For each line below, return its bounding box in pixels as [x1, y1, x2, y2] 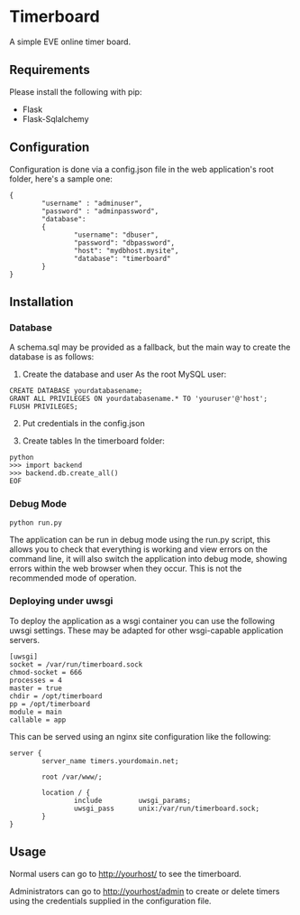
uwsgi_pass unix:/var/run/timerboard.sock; [73, 804, 259, 813]
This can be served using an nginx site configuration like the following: [9, 731, 272, 742]
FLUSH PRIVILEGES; [9, 402, 78, 412]
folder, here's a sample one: [9, 173, 113, 184]
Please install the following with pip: [9, 86, 142, 97]
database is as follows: [9, 351, 95, 362]
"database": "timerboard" [73, 254, 171, 263]
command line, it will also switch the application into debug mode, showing [9, 553, 287, 564]
